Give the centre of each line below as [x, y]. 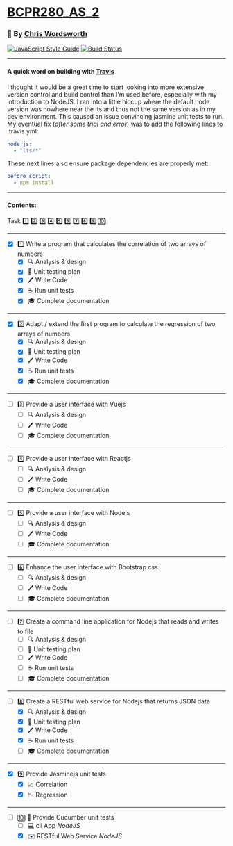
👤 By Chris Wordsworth [48, 34]
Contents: [22, 205]
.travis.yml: [23, 131]
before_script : [29, 177]
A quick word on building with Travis [61, 72]
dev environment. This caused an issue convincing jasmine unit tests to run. [115, 116]
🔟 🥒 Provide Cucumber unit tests [66, 817]
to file [25, 631]
